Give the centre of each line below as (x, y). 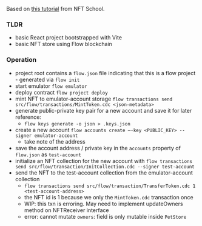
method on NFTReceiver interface (66, 210)
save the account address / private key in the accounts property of (98, 148)
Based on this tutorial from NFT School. (56, 9)
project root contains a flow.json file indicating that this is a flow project (105, 73)
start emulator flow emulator (51, 86)
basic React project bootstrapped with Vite (69, 38)
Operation (22, 60)
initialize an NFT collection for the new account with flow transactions (104, 161)
